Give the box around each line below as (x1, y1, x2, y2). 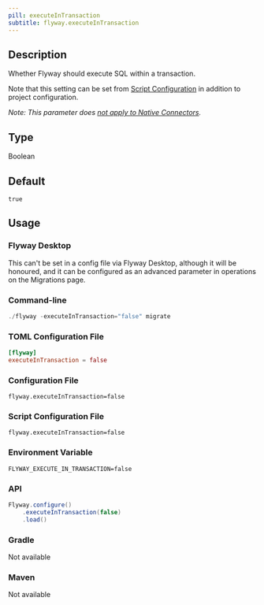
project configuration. (8, 92, 79, 102)
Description (8, 48, 67, 61)
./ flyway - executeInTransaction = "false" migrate (8, 312, 171, 320)
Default (8, 174, 46, 187)
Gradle (8, 534, 35, 545)
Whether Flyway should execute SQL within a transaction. (8, 69, 195, 79)
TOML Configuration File (8, 331, 104, 342)
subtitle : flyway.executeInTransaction (8, 19, 139, 27)
